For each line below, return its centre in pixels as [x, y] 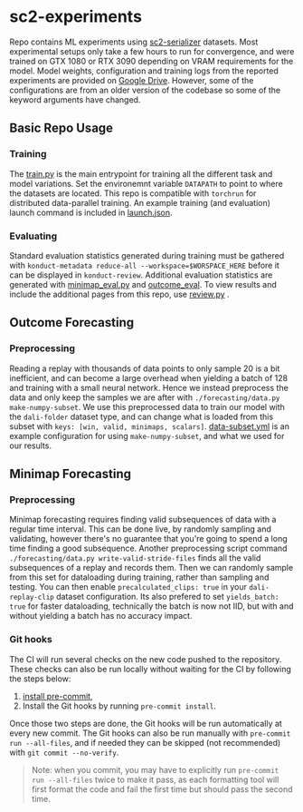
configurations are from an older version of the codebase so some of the [145, 90]
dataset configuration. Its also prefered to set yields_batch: [167, 597]
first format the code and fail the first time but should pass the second [162, 789]
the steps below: [40, 679]
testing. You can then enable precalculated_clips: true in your [128, 587]
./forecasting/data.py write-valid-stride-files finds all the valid [135, 558]
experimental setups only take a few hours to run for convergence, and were [152, 51]
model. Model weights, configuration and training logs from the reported [144, 71]
